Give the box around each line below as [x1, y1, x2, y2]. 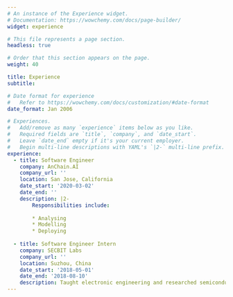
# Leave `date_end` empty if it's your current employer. [7, 137, 185, 144]
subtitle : [7, 80, 36, 87]
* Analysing [32, 214, 67, 222]
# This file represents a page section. [7, 35, 126, 42]
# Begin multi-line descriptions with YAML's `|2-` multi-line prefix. [7, 144, 225, 151]
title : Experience [7, 74, 60, 80]
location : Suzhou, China [19, 260, 92, 267]
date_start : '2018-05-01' [19, 266, 95, 273]
